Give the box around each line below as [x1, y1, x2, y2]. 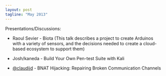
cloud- [143, 40, 157, 46]
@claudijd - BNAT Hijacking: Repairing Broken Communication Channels [12, 65, 161, 71]
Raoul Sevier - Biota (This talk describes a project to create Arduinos [12, 35, 154, 41]
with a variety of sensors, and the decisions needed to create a [12, 40, 142, 46]
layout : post [5, 7, 32, 12]
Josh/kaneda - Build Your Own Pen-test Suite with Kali [12, 55, 125, 61]
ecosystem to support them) [26, 46, 85, 52]
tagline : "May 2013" [5, 12, 48, 17]
